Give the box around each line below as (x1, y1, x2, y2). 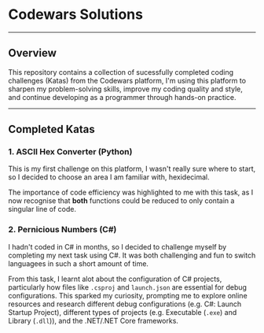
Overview (8, 46, 57, 60)
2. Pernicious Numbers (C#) (8, 224, 117, 235)
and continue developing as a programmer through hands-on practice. (8, 92, 236, 102)
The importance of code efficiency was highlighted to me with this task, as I (8, 187, 254, 198)
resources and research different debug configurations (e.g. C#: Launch (8, 299, 242, 309)
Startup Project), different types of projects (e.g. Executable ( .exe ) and (8, 307, 237, 316)
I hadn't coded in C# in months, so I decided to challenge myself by (8, 242, 227, 251)
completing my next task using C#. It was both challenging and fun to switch (8, 250, 256, 260)
